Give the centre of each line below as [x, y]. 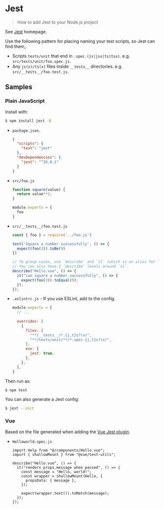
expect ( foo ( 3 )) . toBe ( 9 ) [41, 249]
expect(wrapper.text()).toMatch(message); [65, 493]
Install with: [17, 112]
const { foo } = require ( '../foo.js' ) [52, 235]
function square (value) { [39, 190]
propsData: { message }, [51, 480]
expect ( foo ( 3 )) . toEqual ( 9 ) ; [50, 280]
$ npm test [16, 390]
